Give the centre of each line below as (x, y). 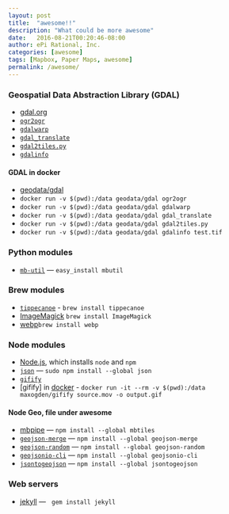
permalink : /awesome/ (44, 67)
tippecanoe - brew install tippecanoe (82, 307)
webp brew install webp (59, 324)
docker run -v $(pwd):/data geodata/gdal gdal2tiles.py (114, 224)
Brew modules (36, 290)
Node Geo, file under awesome (60, 412)
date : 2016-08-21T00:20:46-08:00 (67, 38)
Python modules (40, 253)
